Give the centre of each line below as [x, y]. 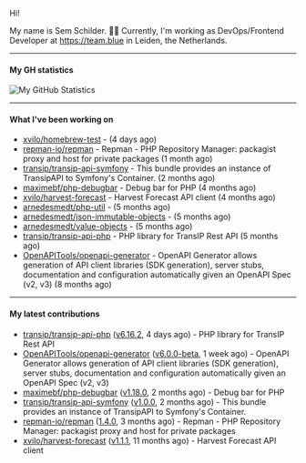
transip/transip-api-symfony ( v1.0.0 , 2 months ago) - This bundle [144, 402]
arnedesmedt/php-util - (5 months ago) [97, 207]
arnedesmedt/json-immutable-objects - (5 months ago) [127, 216]
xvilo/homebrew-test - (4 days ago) [90, 139]
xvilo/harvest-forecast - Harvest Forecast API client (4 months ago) [149, 197]
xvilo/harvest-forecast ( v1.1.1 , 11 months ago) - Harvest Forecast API [149, 440]
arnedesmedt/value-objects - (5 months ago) [107, 226]
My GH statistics [42, 70]
